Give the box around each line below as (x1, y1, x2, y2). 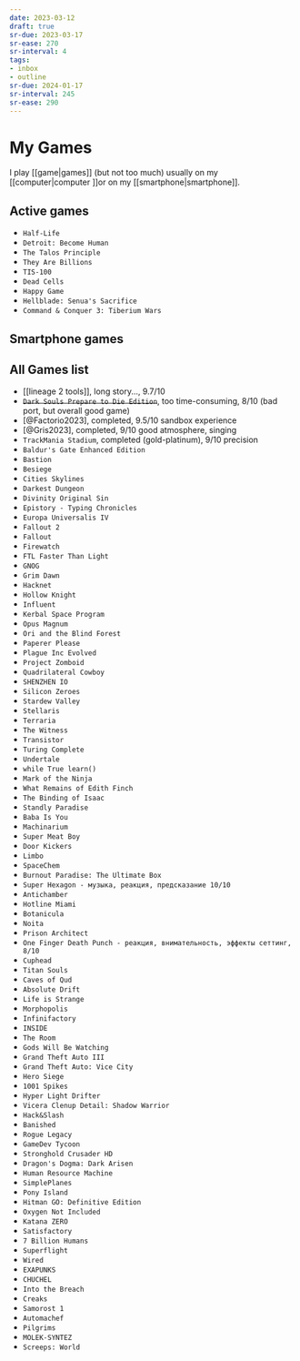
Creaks (22, 1295, 48, 1304)
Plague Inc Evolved (22, 649, 97, 658)
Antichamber (22, 891, 68, 900)
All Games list (9, 361, 89, 378)
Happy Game (22, 287, 65, 297)
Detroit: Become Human (22, 238, 109, 248)
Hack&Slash (22, 1111, 65, 1120)
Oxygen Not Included (22, 1207, 101, 1217)
